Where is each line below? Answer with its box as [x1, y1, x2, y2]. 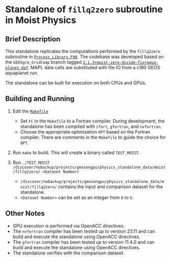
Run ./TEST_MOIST [12, 159, 50, 165]
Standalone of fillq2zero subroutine [5, 4, 163, 15]
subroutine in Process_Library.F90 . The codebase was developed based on [5, 54, 164, 60]
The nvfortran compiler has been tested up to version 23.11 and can [12, 228, 155, 234]
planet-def [5, 65, 28, 70]
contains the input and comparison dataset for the [58, 184, 163, 190]
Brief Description [5, 35, 61, 43]
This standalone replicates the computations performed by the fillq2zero [5, 48, 160, 54]
